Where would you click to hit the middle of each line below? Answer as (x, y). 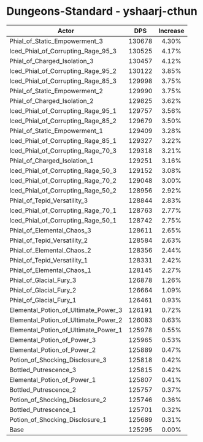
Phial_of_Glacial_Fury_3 (43, 280)
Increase (172, 31)
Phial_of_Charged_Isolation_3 (52, 61)
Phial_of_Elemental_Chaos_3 (51, 230)
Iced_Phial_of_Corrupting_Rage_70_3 (63, 150)
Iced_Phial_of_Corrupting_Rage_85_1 (63, 140)
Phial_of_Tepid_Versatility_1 (49, 260)
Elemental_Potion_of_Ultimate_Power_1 (66, 330)
